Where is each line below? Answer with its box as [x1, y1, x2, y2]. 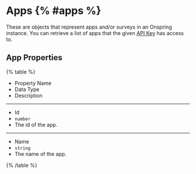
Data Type [14, 86, 40, 93]
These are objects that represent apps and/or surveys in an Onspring [6, 23, 172, 30]
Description [14, 92, 43, 99]
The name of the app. [14, 150, 67, 157]
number [14, 116, 31, 122]
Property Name [14, 79, 51, 86]
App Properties [6, 53, 63, 62]
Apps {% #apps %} [6, 4, 101, 18]
